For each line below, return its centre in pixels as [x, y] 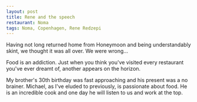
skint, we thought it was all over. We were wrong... [67, 51]
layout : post [22, 11]
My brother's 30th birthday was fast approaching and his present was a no [97, 80]
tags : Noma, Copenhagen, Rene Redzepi [54, 28]
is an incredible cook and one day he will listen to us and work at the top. [94, 93]
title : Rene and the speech [41, 17]
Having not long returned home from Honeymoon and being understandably [98, 45]
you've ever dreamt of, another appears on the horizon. [73, 69]
